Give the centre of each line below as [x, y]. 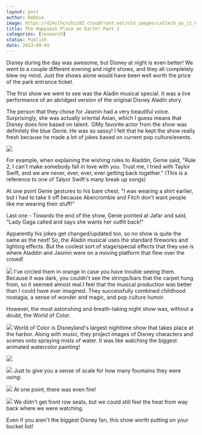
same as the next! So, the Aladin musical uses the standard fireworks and [97, 240]
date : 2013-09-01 [28, 46]
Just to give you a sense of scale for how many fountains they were [97, 371]
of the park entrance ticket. [40, 81]
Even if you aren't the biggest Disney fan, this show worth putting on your [97, 420]
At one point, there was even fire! [55, 389]
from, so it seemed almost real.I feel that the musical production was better [99, 284]
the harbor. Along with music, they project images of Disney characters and [100, 334]
